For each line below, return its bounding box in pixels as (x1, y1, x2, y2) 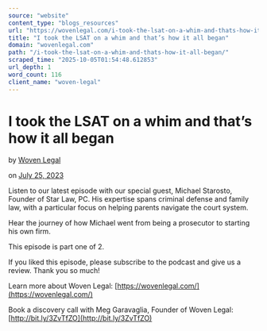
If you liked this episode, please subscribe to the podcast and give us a (8, 257, 241, 267)
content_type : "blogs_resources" (8, 19, 119, 27)
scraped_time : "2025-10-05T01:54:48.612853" (8, 56, 158, 64)
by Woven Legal (8, 156, 61, 165)
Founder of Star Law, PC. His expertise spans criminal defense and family (8, 194, 249, 204)
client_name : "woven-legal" (8, 78, 102, 86)
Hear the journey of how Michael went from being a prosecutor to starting (8, 218, 250, 228)
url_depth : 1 (8, 64, 52, 71)
